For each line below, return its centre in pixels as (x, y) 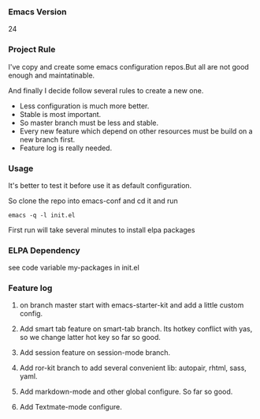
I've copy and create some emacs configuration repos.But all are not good (129, 66)
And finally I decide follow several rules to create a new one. (106, 90)
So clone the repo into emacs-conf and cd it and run (93, 201)
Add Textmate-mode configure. (71, 407)
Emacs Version (37, 12)
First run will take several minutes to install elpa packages (102, 230)
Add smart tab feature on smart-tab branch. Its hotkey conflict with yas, (136, 329)
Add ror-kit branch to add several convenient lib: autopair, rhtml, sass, (133, 368)
